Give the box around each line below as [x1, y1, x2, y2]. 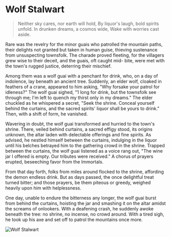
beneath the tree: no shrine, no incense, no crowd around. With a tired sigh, [5, 211, 164, 217]
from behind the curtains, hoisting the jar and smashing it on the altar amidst [5, 200, 166, 206]
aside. [17, 31, 31, 37]
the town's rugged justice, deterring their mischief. [5, 63, 112, 69]
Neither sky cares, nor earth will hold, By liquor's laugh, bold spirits [17, 20, 159, 27]
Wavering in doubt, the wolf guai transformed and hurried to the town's [5, 121, 155, 127]
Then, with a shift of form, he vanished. [5, 111, 88, 117]
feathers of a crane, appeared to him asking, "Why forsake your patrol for [5, 83, 160, 90]
